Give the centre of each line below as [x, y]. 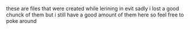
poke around [21, 21]
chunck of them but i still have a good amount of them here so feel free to [95, 15]
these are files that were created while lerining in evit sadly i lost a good [93, 9]
